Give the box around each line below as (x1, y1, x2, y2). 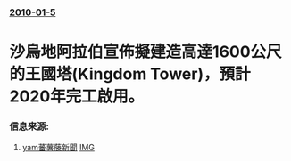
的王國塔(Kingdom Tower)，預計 (9, 64, 251, 85)
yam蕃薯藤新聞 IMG (21, 142, 96, 153)
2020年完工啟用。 (9, 86, 145, 107)
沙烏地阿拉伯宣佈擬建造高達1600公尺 (9, 42, 283, 62)
